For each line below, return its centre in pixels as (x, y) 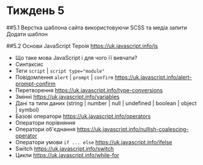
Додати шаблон (27, 34)
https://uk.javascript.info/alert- (153, 77)
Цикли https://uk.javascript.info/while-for (67, 155)
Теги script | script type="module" (60, 70)
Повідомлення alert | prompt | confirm (64, 77)
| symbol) (27, 109)
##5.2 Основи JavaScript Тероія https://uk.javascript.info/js (82, 46)
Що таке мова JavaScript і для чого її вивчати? (76, 57)
